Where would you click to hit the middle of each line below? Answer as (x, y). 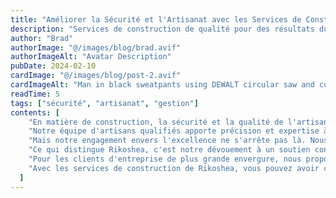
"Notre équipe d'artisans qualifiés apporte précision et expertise (174, 131)
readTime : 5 (35, 94)
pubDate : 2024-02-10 (53, 66)
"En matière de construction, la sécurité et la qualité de (156, 122)
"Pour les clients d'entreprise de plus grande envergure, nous (165, 159)
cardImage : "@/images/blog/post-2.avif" (96, 76)
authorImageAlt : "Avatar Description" (91, 57)
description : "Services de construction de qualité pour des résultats (162, 29)
